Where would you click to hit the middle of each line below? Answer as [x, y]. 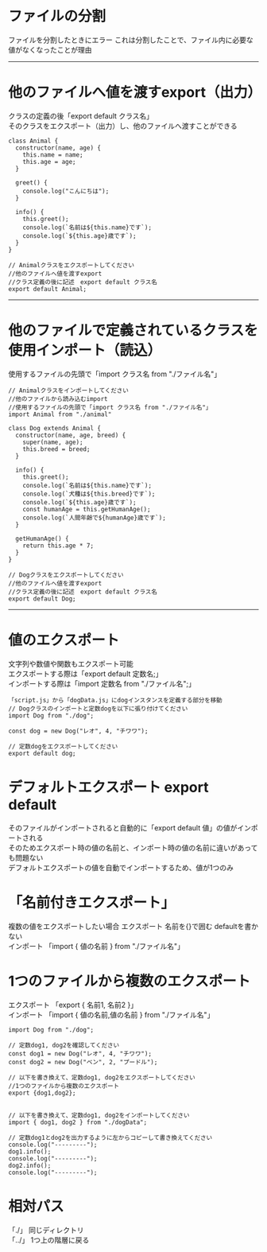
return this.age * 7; [58, 546]
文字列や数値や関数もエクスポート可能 [71, 663]
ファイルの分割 [57, 16]
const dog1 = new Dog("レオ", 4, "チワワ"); [80, 1054]
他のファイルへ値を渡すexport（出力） [135, 93]
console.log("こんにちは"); [66, 191]
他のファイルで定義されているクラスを [133, 330]
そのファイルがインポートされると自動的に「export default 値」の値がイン [130, 827]
